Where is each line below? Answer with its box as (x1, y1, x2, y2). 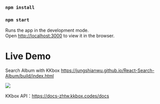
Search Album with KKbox (5, 67, 60, 73)
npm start (5, 17, 29, 22)
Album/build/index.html (5, 73, 54, 79)
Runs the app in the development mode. (5, 28, 89, 34)
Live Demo (5, 50, 51, 62)
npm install (5, 5, 35, 10)
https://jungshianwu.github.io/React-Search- (60, 67, 155, 73)
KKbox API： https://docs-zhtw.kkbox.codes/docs (5, 93, 109, 99)
